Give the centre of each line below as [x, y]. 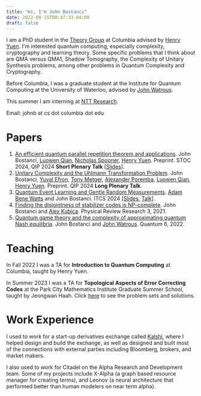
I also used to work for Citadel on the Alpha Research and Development [94, 367]
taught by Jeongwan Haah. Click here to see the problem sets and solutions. [100, 296]
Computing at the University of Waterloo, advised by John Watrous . [90, 90]
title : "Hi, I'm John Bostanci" [46, 12]
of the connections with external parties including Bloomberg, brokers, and [99, 349]
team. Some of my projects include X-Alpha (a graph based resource [91, 374]
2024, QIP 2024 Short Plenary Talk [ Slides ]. [70, 167]
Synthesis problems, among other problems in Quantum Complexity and [95, 65]
